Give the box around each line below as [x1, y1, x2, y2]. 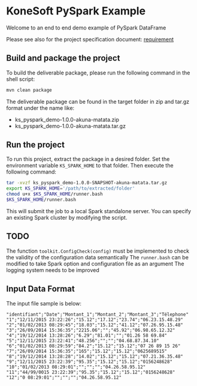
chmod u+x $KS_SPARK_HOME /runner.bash [6, 191, 103, 198]
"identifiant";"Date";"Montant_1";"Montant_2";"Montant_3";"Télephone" [6, 311, 189, 318]
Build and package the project [6, 53, 120, 64]
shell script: [6, 75, 35, 82]
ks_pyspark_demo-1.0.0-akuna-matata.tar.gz [14, 122, 126, 130]
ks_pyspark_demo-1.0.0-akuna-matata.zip [14, 116, 120, 123]
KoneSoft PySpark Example [6, 4, 146, 18]
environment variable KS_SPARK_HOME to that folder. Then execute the [6, 162, 174, 169]
